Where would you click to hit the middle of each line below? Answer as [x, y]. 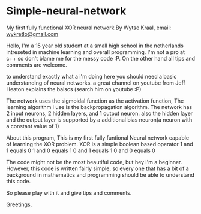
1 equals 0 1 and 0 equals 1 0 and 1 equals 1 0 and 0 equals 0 [81, 150]
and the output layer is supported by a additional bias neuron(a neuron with [99, 120]
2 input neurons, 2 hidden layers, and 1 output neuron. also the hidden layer [100, 113]
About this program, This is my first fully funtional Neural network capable [98, 138]
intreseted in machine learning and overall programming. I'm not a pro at [95, 52]
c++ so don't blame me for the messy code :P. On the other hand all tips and [101, 58]
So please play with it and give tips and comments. [69, 192]
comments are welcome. [37, 65]
